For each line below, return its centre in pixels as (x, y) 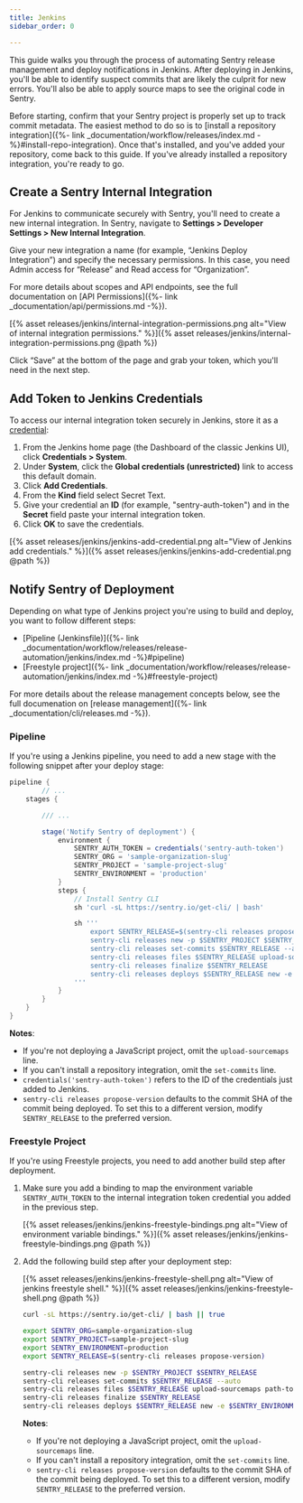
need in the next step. (50, 370)
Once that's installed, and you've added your (202, 145)
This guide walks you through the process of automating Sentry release (142, 60)
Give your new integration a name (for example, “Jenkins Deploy (129, 250)
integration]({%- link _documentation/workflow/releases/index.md (132, 135)
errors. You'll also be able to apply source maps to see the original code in (147, 89)
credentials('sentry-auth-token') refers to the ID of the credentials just (157, 1079)
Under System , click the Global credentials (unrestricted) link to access (158, 467)
